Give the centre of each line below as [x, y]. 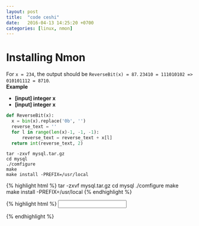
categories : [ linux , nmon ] [39, 28]
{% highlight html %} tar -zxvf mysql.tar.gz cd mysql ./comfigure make [92, 186]
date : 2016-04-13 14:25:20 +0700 [50, 23]
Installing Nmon [46, 58]
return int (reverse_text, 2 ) [47, 143]
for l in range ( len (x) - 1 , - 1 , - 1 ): [55, 132]
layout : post [22, 12]
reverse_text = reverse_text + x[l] [67, 137]
